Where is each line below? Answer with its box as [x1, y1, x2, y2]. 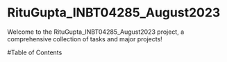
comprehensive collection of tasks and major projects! [7, 34, 163, 43]
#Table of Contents [7, 48, 62, 56]
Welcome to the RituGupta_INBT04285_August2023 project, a [7, 28, 185, 36]
